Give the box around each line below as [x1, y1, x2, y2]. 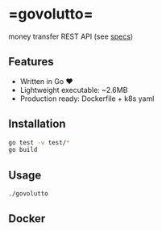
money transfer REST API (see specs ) [8, 31, 134, 41]
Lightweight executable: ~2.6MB [19, 85, 128, 94]
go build [8, 146, 38, 154]
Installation [8, 117, 66, 131]
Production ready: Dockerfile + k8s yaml [19, 94, 155, 103]
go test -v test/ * [8, 138, 70, 146]
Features [8, 55, 54, 69]
